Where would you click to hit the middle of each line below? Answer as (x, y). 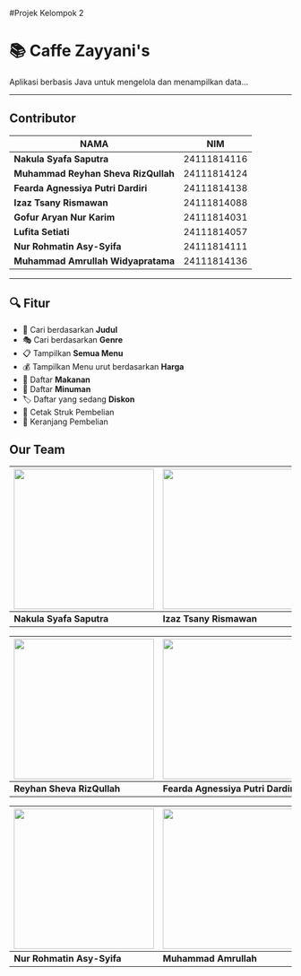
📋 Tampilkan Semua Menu (73, 353)
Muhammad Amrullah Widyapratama (94, 261)
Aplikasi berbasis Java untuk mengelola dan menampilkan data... (129, 82)
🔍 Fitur (30, 304)
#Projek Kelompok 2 (47, 13)
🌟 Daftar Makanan (56, 379)
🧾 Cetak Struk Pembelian (68, 412)
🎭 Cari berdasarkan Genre (73, 339)
